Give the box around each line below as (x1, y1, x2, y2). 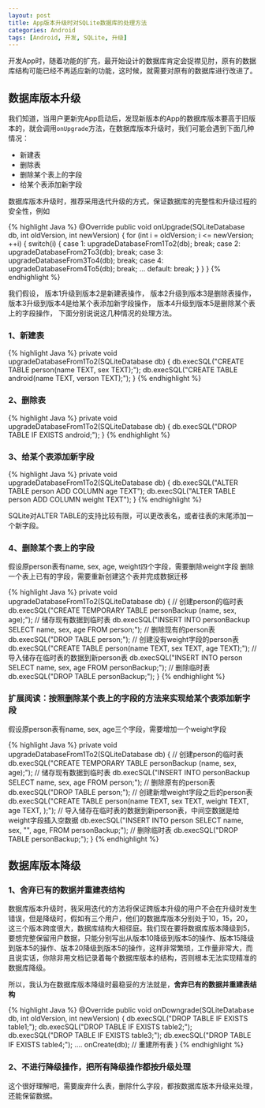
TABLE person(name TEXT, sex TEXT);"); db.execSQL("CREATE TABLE (8, 365, 238, 375)
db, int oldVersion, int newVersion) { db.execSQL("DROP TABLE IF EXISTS (8, 1014, 248, 1024)
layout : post (8, 11, 51, 20)
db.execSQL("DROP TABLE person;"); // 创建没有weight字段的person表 (8, 635, 239, 644)
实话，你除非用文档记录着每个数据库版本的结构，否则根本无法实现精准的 (21, 953, 257, 963)
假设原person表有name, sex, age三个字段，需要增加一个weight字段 (8, 724, 227, 733)
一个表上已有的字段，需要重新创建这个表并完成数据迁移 (8, 572, 188, 581)
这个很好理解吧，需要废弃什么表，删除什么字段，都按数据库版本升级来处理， (8, 1081, 257, 1091)
